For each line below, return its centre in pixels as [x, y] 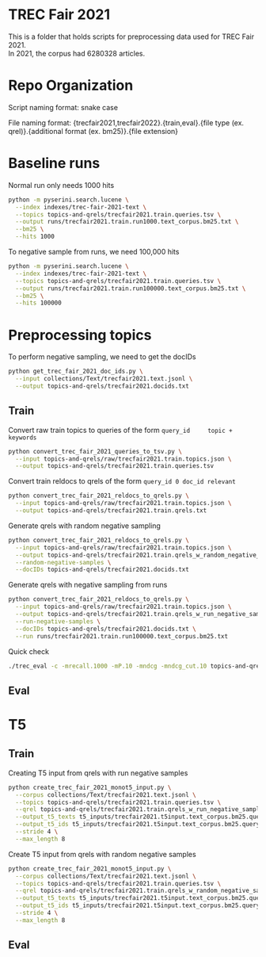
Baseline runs [54, 163]
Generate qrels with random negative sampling [84, 526]
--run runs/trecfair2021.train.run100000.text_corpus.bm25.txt [122, 636]
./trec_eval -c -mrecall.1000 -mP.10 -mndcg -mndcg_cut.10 [108, 666]
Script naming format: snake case [63, 107]
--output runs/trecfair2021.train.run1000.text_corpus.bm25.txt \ [127, 222]
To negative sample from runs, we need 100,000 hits [94, 252]
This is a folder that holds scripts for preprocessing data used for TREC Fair [131, 36]
